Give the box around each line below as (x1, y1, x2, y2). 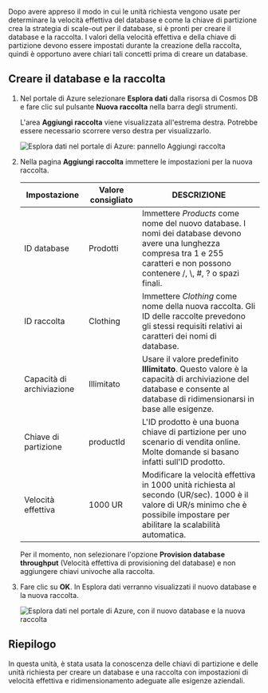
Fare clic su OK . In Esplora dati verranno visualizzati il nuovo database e (19, 582, 257, 592)
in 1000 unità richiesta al (142, 479, 235, 490)
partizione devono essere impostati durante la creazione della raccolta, (8, 41, 242, 50)
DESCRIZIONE (171, 189, 227, 200)
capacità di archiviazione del (142, 373, 250, 384)
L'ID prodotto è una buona (142, 416, 239, 427)
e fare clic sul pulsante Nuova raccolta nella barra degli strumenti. (19, 101, 238, 111)
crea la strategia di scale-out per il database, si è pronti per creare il (8, 24, 231, 33)
